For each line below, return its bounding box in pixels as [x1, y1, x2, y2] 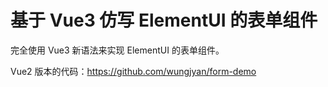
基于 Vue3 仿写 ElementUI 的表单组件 [10, 9, 318, 32]
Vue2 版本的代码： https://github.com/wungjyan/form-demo [10, 65, 257, 77]
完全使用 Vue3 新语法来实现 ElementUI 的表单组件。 [10, 44, 225, 56]
